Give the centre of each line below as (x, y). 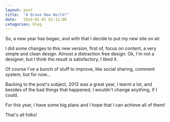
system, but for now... (28, 75)
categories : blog (24, 24)
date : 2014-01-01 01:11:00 (36, 19)
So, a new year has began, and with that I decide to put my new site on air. (83, 39)
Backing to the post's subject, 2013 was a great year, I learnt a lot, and (79, 84)
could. (12, 95)
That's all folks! (21, 115)
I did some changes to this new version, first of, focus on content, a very (81, 48)
